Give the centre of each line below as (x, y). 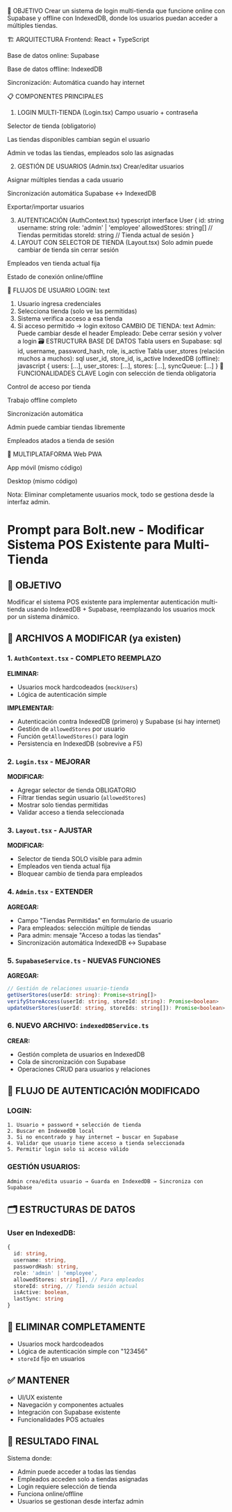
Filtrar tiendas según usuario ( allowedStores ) (81, 797)
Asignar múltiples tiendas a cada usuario (65, 180)
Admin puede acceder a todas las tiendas (77, 1472)
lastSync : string (39, 1299)
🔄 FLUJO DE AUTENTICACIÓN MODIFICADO (103, 1091)
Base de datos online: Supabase (53, 55)
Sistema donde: (30, 1458)
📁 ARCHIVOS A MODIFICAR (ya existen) (94, 639)
